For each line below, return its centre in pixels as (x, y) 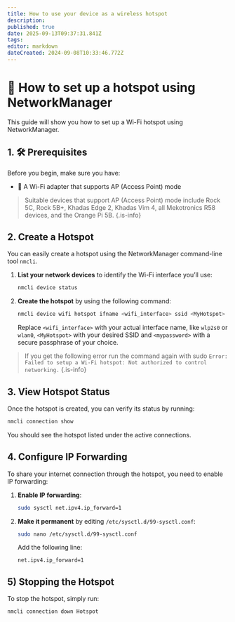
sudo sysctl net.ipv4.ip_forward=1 (69, 508)
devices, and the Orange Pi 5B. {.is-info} (83, 215)
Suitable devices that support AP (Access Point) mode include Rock (122, 200)
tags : (15, 40)
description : (26, 20)
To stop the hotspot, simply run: (53, 599)
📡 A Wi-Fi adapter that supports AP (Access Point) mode (99, 186)
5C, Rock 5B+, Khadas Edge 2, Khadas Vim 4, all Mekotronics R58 (120, 207)
